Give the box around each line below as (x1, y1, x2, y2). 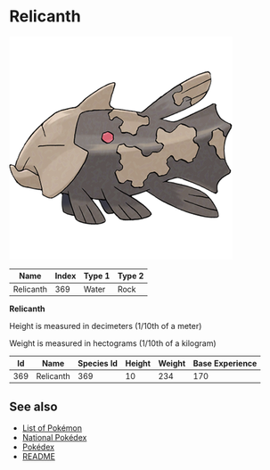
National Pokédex (21, 433, 87, 443)
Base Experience (192, 358, 258, 368)
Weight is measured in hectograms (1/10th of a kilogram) (9, 338, 217, 349)
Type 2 (117, 270, 144, 282)
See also (9, 399, 58, 414)
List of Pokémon (21, 423, 83, 433)
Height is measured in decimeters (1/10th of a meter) (9, 321, 202, 332)
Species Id (78, 358, 119, 368)
